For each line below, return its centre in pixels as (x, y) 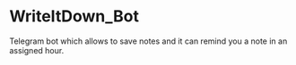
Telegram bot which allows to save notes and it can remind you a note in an (148, 41)
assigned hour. (37, 50)
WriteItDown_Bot (74, 16)
